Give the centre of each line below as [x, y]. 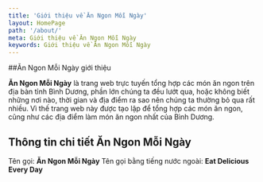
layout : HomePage [37, 23]
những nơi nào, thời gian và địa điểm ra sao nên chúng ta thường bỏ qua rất [132, 100]
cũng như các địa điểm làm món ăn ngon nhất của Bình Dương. [111, 117]
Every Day [26, 169]
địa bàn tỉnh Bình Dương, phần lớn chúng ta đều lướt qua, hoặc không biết [129, 91]
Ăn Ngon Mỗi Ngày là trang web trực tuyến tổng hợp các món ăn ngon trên [131, 83]
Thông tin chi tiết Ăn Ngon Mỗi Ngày [100, 142]
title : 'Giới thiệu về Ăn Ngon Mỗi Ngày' [78, 15]
